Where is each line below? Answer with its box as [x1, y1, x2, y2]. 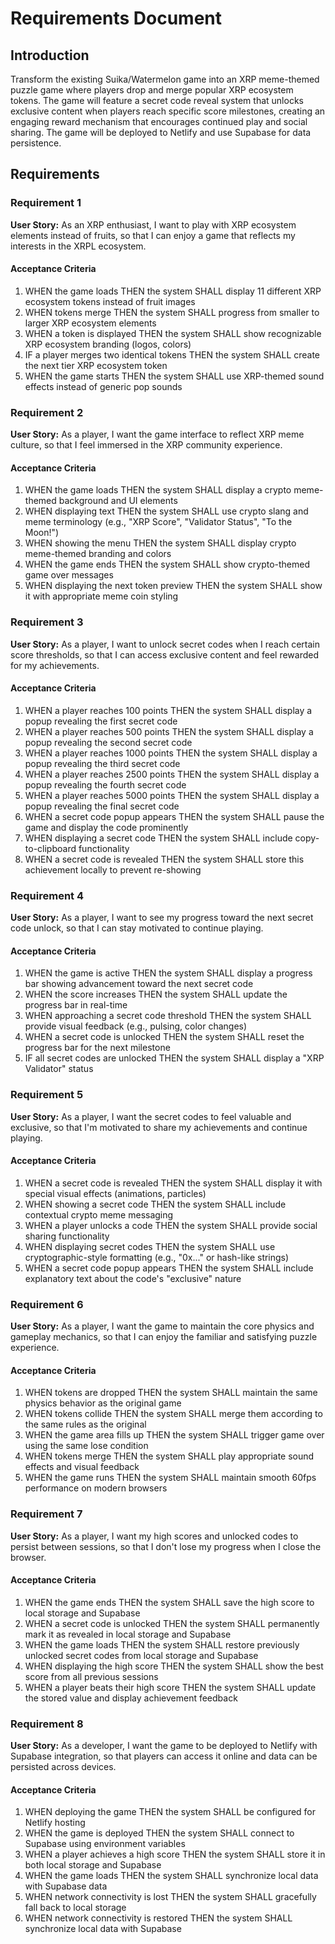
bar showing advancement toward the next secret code [24, 978, 254, 990]
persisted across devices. [10, 1761, 117, 1773]
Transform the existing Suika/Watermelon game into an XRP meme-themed [10, 73, 320, 85]
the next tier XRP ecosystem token [24, 359, 168, 371]
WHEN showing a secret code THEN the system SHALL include [24, 1198, 287, 1210]
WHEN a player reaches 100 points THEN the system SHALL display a [24, 704, 313, 716]
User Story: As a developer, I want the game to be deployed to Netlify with [10, 1740, 318, 1752]
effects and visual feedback [24, 1461, 140, 1473]
